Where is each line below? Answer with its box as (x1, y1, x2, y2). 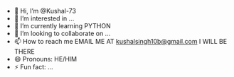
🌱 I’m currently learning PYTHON (14, 22, 112, 30)
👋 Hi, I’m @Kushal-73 (14, 7, 77, 15)
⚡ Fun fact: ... (14, 63, 53, 71)
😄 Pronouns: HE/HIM (14, 55, 77, 63)
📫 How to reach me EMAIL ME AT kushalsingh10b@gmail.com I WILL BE (14, 37, 228, 45)
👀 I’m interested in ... (14, 14, 75, 23)
